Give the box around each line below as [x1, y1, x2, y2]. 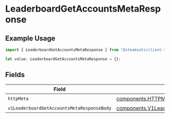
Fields [5, 70, 25, 79]
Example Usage [5, 34, 56, 43]
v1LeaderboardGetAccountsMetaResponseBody [8, 105, 112, 111]
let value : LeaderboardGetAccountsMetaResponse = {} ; [5, 56, 121, 61]
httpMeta [8, 96, 29, 102]
